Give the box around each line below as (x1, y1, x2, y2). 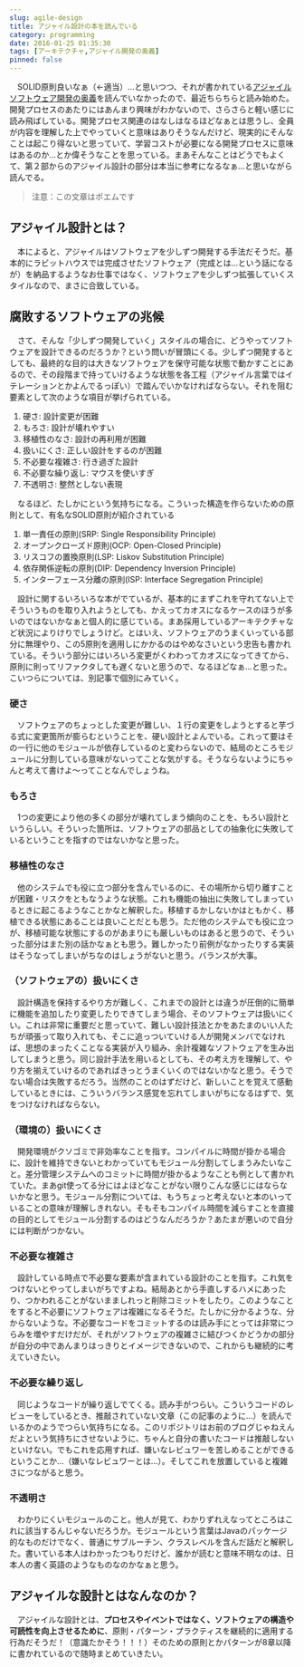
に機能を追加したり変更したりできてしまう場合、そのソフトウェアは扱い (9, 1007, 279, 1019)
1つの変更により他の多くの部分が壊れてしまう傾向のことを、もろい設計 (16, 812, 282, 823)
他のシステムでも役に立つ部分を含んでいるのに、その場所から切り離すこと (16, 882, 294, 892)
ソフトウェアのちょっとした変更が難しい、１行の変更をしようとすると (16, 719, 279, 730)
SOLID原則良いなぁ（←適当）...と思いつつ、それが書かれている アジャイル (16, 82, 292, 92)
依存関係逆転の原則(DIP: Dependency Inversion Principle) (22, 563, 237, 573)
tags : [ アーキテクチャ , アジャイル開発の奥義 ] (9, 47, 160, 56)
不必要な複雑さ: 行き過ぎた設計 (22, 456, 138, 467)
